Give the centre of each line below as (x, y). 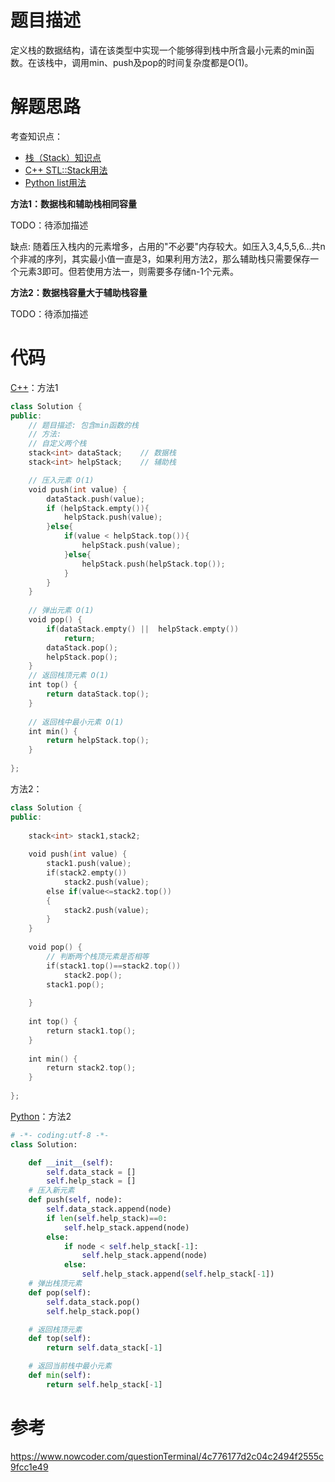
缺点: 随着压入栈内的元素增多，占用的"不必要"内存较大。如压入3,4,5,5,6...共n (168, 246)
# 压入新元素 (51, 1191)
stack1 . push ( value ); (89, 864)
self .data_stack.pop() (93, 1302)
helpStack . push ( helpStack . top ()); (153, 564)
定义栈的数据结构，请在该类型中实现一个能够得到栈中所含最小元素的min (158, 50)
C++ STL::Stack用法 (66, 170)
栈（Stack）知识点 (63, 157)
